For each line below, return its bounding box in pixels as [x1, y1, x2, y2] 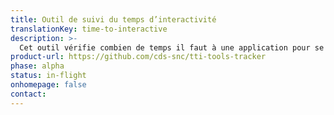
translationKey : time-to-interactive [10, 24, 168, 34]
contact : [10, 89, 47, 99]
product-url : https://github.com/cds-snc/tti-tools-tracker [10, 52, 267, 62]
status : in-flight [10, 71, 87, 81]
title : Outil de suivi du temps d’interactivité [10, 14, 217, 25]
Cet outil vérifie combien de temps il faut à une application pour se [19, 42, 325, 53]
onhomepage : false [10, 80, 87, 90]
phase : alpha [10, 61, 65, 71]
